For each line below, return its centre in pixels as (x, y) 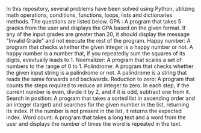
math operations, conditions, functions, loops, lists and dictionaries (89, 15)
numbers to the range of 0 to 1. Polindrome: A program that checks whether (100, 66)
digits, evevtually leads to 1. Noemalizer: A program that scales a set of (94, 60)
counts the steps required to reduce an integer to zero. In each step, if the (98, 85)
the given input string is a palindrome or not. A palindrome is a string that (97, 73)
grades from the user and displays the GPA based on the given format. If (96, 28)
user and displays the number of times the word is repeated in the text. (94, 124)
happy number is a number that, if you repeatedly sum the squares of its (96, 53)
